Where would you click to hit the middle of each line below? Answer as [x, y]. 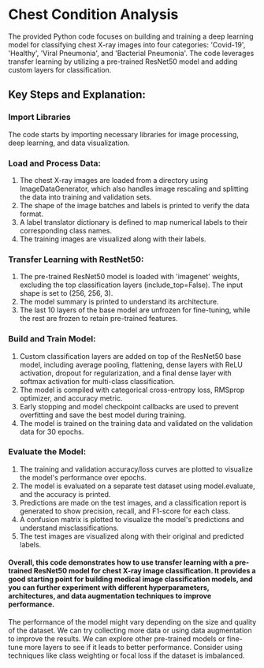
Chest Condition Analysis [93, 15]
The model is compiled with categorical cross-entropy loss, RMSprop [132, 390]
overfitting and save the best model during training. [103, 415]
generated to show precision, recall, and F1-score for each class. [125, 511]
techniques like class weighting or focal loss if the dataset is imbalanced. [126, 655]
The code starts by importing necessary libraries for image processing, [123, 134]
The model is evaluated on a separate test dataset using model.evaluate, [137, 486]
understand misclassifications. [69, 528]
